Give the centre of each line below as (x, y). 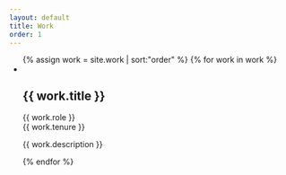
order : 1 (26, 34)
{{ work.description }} (62, 144)
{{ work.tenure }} (53, 127)
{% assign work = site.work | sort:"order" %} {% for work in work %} (150, 60)
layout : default (39, 17)
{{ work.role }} (49, 118)
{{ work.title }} (64, 96)
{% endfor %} (48, 162)
